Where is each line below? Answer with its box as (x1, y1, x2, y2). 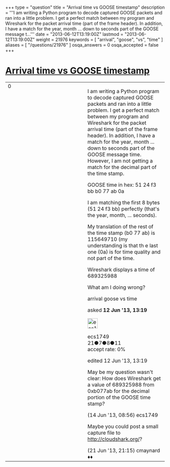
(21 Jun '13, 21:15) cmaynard (88, 447, 160, 454)
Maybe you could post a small (88, 422, 158, 430)
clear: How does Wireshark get (88, 374, 161, 381)
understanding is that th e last (88, 242, 158, 249)
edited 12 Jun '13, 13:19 (88, 357, 148, 364)
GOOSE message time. (88, 151, 142, 158)
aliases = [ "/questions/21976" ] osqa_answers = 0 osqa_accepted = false (5, 42, 159, 48)
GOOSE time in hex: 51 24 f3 (88, 181, 157, 188)
